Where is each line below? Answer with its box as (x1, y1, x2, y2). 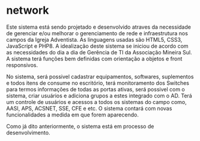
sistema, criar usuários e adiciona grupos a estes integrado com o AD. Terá (6, 92, 192, 99)
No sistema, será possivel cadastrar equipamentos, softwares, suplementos (6, 73, 194, 80)
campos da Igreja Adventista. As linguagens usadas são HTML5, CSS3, (6, 36, 183, 43)
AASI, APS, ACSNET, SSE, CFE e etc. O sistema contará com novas (6, 105, 172, 112)
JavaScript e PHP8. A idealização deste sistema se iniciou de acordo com (6, 42, 189, 50)
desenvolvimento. (6, 129, 50, 136)
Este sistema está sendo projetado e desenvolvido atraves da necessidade (6, 23, 191, 30)
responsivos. (6, 61, 38, 69)
